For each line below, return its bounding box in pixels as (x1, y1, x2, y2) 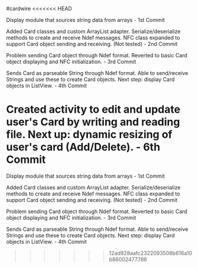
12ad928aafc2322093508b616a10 (109, 249, 193, 256)
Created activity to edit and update (6, 103, 181, 116)
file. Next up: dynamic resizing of (6, 128, 173, 141)
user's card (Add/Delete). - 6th (6, 140, 161, 154)
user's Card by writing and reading (6, 115, 180, 129)
